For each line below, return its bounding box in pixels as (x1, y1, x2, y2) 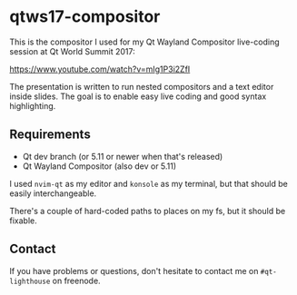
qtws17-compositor (9, 6, 161, 27)
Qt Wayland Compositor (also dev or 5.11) (22, 161, 177, 172)
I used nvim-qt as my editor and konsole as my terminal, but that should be (9, 178, 288, 189)
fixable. (9, 215, 38, 226)
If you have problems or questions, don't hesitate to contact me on (9, 265, 259, 276)
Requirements (9, 127, 91, 143)
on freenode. (52, 275, 102, 286)
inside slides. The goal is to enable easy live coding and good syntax (9, 91, 267, 102)
